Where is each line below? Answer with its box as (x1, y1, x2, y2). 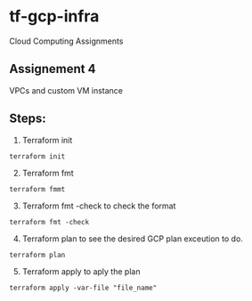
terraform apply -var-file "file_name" (9, 283, 158, 292)
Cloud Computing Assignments (9, 36, 124, 46)
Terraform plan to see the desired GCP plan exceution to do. (21, 233, 243, 244)
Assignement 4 (9, 61, 96, 77)
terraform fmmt (9, 184, 66, 193)
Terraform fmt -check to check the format (21, 200, 176, 211)
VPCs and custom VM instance (9, 85, 123, 95)
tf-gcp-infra (9, 6, 100, 27)
